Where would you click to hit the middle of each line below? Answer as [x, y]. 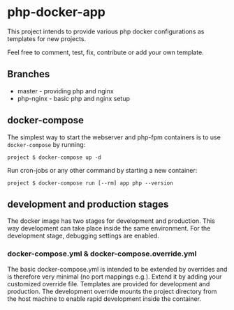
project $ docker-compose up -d [54, 157]
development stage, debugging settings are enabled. [83, 236]
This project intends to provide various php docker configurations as [106, 31]
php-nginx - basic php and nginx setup [74, 98]
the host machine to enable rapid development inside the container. [104, 299]
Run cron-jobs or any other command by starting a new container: [102, 170]
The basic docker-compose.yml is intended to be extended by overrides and [117, 269]
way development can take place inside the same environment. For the [109, 228]
